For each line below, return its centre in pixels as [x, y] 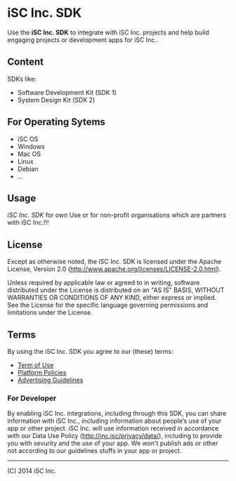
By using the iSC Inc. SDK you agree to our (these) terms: [90, 351]
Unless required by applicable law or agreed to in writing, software [104, 283]
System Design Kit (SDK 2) [56, 100]
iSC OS [28, 139]
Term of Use [35, 365]
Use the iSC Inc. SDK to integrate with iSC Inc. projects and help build [108, 32]
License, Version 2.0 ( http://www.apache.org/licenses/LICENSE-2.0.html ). [114, 269]
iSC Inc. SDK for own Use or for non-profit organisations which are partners [117, 215]
